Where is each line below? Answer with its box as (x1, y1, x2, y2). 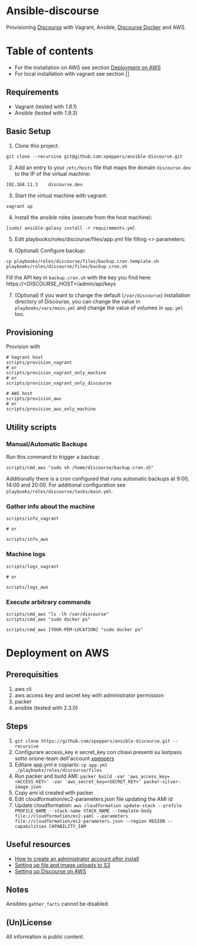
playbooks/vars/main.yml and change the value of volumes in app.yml (14, 304, 183, 311)
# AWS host (6, 391, 33, 397)
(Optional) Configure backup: (14, 247, 86, 254)
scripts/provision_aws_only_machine (6, 406, 96, 412)
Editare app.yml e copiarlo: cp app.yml (14, 761, 108, 768)
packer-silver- (143, 778, 181, 785)
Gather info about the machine (6, 502, 95, 510)
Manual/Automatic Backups (6, 440, 88, 448)
